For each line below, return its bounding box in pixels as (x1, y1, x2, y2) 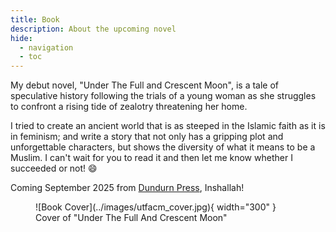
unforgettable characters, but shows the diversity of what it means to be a (10, 141, 316, 153)
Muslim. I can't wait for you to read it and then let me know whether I (10, 152, 293, 164)
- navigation (19, 42, 74, 53)
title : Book (10, 14, 60, 25)
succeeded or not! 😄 (10, 162, 98, 175)
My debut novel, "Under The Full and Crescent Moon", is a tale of (10, 79, 280, 91)
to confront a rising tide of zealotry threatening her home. (10, 101, 248, 113)
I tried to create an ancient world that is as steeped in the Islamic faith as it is (10, 120, 326, 132)
